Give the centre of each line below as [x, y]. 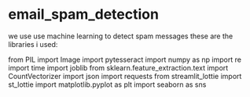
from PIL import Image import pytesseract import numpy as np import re [125, 59]
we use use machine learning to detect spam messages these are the [121, 36]
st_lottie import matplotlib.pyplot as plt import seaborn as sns [107, 84]
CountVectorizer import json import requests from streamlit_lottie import [125, 76]
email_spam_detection [84, 14]
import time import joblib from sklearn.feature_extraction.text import [118, 67]
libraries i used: [33, 44]
